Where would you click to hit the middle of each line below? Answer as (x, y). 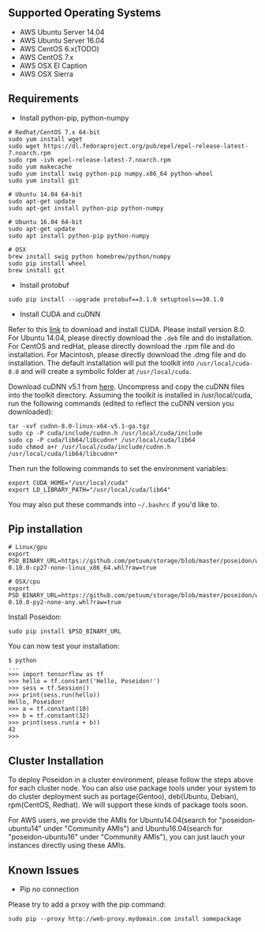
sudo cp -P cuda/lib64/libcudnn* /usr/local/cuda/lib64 (102, 440)
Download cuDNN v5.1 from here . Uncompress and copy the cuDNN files (127, 387)
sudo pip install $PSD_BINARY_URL (65, 632)
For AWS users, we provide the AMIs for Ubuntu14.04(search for (113, 821)
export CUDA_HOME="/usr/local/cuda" (68, 483)
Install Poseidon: (35, 617)
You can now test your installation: (64, 646)
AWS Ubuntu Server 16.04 (62, 40)
